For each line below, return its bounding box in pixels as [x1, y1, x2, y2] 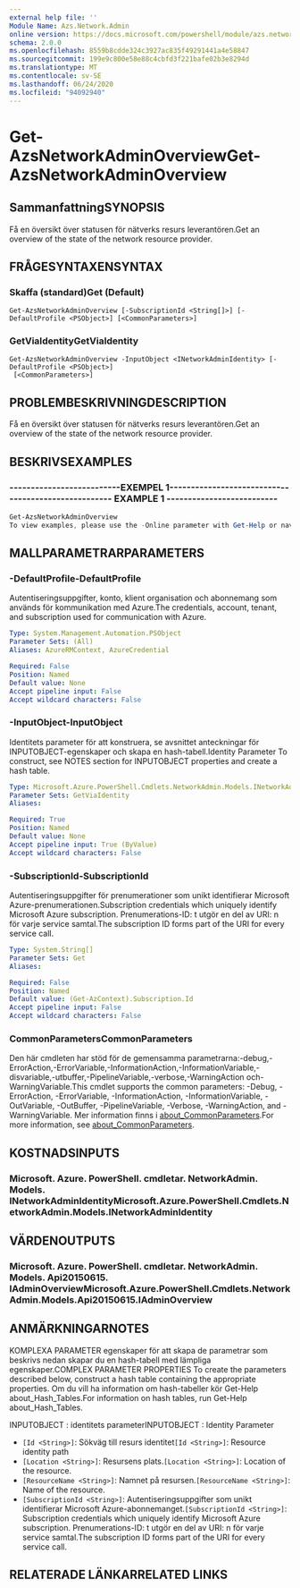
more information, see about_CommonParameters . [9, 1119, 195, 1130]
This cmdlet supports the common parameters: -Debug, [71, 1082, 278, 1092]
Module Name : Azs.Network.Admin [9, 21, 129, 30]
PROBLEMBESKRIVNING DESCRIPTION [9, 395, 227, 410]
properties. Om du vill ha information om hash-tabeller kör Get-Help [9, 1383, 259, 1394]
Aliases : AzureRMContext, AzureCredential [9, 646, 170, 655]
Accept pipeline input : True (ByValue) [9, 840, 158, 849]
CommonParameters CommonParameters [9, 1032, 194, 1045]
